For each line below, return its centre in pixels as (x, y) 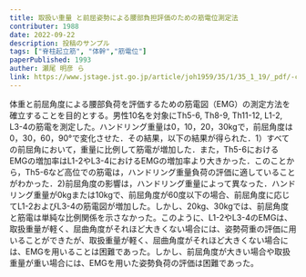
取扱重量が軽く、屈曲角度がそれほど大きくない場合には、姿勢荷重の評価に (149, 229)
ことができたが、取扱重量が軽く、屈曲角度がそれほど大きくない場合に (157, 240)
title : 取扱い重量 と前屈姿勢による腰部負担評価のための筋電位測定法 (124, 18)
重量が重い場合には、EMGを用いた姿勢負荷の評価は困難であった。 (134, 262)
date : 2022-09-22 (42, 35)
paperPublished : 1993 (51, 60)
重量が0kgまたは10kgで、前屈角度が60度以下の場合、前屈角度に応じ (162, 194)
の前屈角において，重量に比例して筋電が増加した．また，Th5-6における (144, 149)
